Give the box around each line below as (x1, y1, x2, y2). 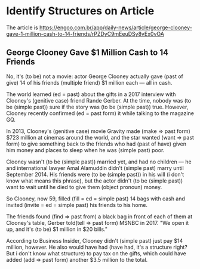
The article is (6, 24, 39, 31)
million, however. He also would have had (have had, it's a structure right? (6, 243, 188, 251)
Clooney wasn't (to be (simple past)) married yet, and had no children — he (6, 158, 192, 165)
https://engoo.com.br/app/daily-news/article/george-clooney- (39, 24, 192, 31)
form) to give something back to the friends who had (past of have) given (6, 140, 187, 147)
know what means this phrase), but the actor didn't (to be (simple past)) (6, 177, 183, 184)
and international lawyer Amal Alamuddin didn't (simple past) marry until (6, 164, 184, 171)
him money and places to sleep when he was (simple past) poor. (6, 146, 165, 153)
